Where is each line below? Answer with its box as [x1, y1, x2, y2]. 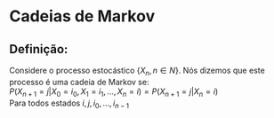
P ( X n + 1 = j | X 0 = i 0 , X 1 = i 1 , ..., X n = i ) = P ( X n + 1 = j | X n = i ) [9, 86, 219, 98]
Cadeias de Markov [9, 6, 156, 27]
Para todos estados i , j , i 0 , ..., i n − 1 [9, 98, 130, 110]
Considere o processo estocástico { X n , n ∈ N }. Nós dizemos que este [9, 65, 265, 77]
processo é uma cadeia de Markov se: [9, 76, 149, 87]
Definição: [9, 42, 68, 57]
